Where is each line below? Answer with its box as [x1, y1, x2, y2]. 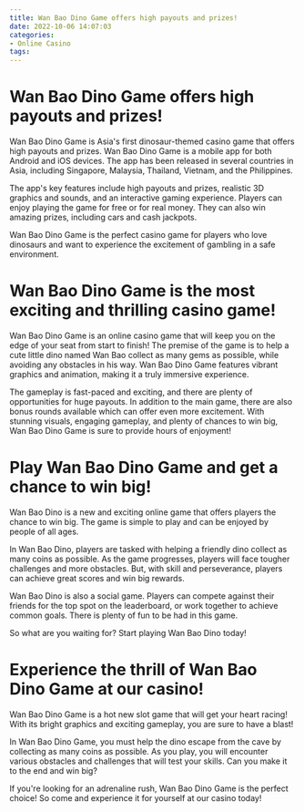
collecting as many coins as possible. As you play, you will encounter [9, 745, 269, 756]
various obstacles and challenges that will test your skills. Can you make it [9, 755, 288, 766]
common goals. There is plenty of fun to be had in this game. [9, 610, 238, 621]
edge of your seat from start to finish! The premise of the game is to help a [9, 340, 289, 351]
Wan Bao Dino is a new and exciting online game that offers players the [9, 507, 277, 518]
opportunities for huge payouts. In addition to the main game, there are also [9, 396, 293, 406]
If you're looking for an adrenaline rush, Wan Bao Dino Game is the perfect [9, 783, 289, 794]
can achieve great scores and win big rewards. [9, 572, 185, 583]
